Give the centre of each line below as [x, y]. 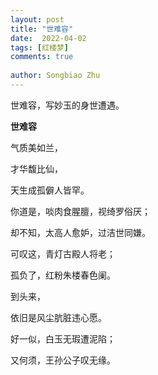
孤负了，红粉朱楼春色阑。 [63, 275]
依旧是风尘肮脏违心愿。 [58, 317]
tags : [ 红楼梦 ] [40, 47]
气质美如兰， [36, 147]
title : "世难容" [42, 29]
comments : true [42, 57]
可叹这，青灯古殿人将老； [63, 253]
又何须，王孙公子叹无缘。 [63, 360]
